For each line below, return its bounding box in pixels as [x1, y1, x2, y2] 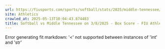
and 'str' [5, 40, 22, 46]
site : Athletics [5, 12, 38, 17]
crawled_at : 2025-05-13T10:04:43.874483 [5, 16, 89, 21]
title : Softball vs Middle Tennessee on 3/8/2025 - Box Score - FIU [5, 21, 148, 26]
